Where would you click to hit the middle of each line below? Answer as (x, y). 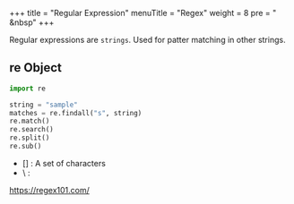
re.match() (30, 121)
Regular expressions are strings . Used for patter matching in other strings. (147, 40)
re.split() (30, 138)
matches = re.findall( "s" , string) (76, 113)
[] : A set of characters (64, 163)
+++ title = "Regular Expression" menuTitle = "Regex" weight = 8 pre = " (143, 13)
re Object (36, 68)
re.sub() (26, 147)
